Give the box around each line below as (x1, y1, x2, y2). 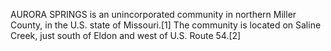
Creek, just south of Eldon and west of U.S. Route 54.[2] (10, 30, 242, 41)
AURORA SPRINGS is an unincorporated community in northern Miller (10, 9, 297, 20)
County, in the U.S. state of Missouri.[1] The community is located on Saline (10, 19, 322, 31)
